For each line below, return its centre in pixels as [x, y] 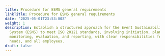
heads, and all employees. [37, 41]
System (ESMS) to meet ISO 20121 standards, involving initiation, [80, 32]
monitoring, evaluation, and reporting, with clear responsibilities [82, 37]
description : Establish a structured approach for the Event [69, 28]
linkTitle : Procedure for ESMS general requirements [60, 14]
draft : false [18, 46]
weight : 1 [15, 23]
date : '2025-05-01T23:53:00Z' [36, 19]
